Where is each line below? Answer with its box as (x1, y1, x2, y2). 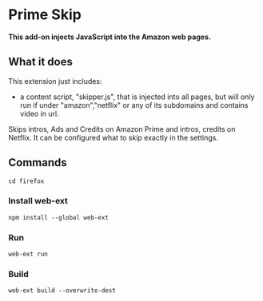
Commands (8, 156, 68, 169)
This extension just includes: (8, 76, 102, 85)
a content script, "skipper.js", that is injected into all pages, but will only (19, 92, 255, 101)
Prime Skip (8, 6, 82, 24)
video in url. (19, 109, 59, 118)
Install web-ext (8, 196, 68, 207)
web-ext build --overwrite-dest (8, 287, 116, 295)
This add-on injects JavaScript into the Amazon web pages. (8, 32, 212, 42)
